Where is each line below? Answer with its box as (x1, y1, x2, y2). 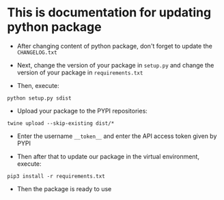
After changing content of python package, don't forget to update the (16, 42, 213, 50)
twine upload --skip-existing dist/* (7, 119, 115, 127)
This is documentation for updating (7, 5, 212, 20)
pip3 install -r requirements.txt (7, 173, 106, 180)
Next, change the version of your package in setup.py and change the (16, 61, 214, 69)
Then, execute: (16, 81, 59, 89)
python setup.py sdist (7, 94, 72, 102)
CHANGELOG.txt (16, 49, 57, 56)
